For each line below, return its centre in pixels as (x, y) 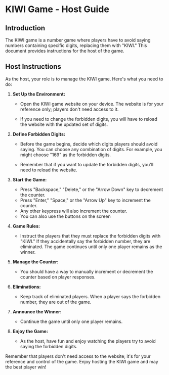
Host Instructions (33, 67)
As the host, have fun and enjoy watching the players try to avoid (88, 341)
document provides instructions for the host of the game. (65, 51)
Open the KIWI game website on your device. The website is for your (92, 104)
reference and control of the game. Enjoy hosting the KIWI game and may (82, 361)
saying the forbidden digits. (49, 346)
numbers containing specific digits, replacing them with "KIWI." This (76, 45)
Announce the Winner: (37, 311)
